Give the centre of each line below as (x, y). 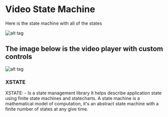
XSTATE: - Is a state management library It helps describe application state (83, 93)
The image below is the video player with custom (84, 49)
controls (19, 57)
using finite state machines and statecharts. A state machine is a (73, 98)
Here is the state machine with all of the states (54, 23)
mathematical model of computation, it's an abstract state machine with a (82, 104)
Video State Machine (50, 9)
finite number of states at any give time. (47, 109)
